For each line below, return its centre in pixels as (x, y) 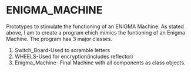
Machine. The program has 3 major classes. (59, 39)
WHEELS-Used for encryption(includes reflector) (74, 56)
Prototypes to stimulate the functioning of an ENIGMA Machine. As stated (95, 26)
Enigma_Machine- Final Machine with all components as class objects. (100, 63)
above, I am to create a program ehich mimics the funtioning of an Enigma (95, 32)
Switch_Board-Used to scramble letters (62, 50)
